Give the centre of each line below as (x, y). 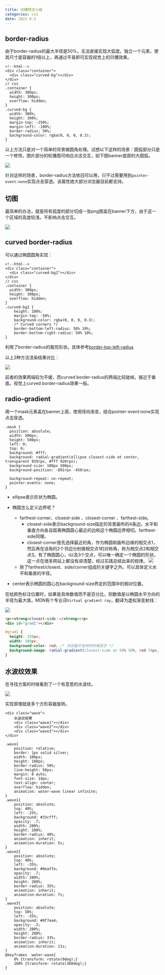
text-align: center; (35, 783)
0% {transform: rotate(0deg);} (46, 959)
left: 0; (18, 444)
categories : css (22, 14)
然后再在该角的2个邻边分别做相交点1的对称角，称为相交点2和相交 (93, 548)
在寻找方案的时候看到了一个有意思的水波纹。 (50, 684)
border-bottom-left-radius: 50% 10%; (53, 328)
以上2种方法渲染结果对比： (32, 357)
